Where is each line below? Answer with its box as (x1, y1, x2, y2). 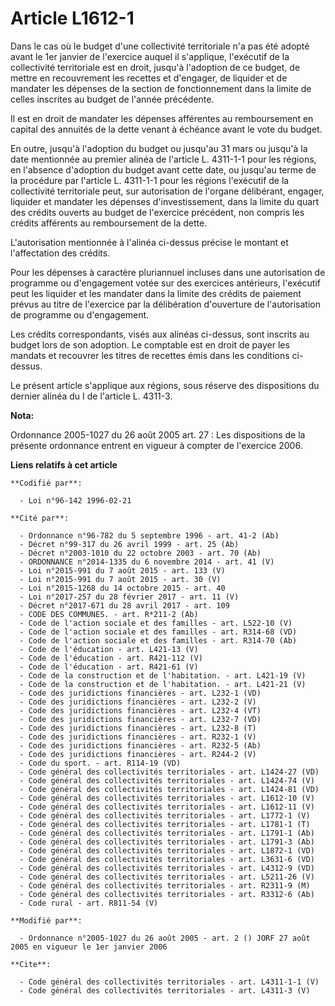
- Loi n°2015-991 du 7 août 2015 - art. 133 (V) (19, 565, 226, 576)
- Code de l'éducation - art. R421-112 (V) (19, 653, 203, 663)
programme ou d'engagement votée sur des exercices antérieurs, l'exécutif (10, 277, 322, 289)
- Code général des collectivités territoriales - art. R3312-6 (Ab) (19, 889, 315, 899)
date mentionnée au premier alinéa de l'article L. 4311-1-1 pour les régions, (10, 153, 317, 165)
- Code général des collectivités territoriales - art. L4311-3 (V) (19, 985, 311, 996)
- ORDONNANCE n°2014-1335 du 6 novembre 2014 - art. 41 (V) (19, 557, 275, 567)
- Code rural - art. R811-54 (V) (19, 898, 159, 908)
